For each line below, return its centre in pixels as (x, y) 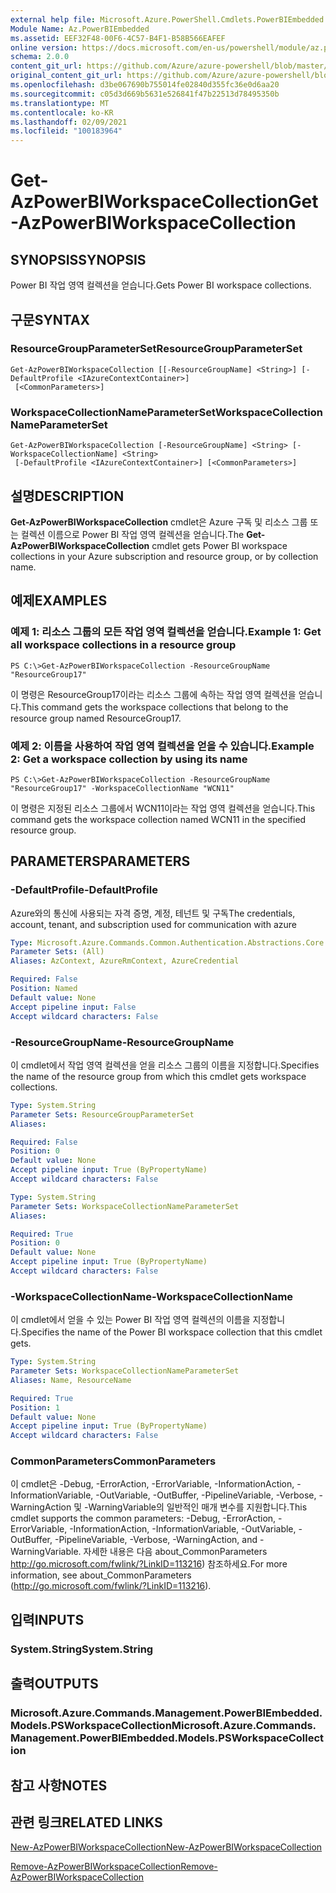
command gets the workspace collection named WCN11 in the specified (158, 819)
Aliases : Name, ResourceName (71, 1380)
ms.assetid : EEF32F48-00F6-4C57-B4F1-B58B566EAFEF (118, 38)
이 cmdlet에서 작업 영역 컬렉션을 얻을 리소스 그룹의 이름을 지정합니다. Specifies (165, 1065)
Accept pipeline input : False (73, 1007)
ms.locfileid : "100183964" (66, 131)
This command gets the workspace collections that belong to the (154, 707)
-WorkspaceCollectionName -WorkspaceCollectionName (152, 1296)
